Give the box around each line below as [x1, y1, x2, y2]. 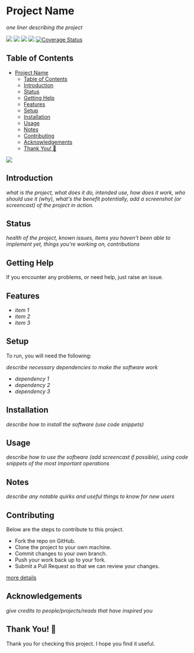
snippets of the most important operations [6, 460, 110, 467]
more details [6, 574, 37, 581]
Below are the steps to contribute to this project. [6, 526, 124, 533]
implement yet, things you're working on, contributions [6, 240, 140, 248]
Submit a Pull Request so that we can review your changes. [14, 563, 160, 570]
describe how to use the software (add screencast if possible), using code [6, 454, 189, 461]
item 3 [14, 319, 31, 326]
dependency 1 [14, 375, 49, 382]
